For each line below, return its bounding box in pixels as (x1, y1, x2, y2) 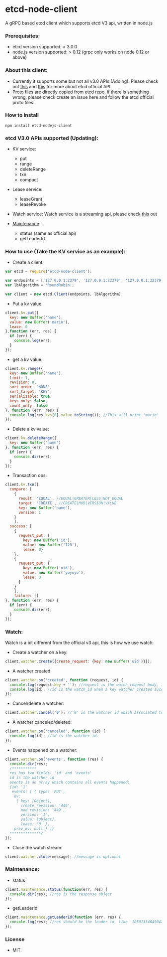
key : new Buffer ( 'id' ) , (23, 537, 72, 543)
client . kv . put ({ (5, 310, 39, 315)
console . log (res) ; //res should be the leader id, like (9, 920, 128, 925)
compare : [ (9, 487, 32, 492)
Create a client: (12, 259, 44, 265)
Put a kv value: (12, 301, 43, 307)
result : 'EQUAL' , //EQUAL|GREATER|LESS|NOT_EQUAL (18, 496, 123, 501)
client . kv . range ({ (5, 366, 43, 371)
